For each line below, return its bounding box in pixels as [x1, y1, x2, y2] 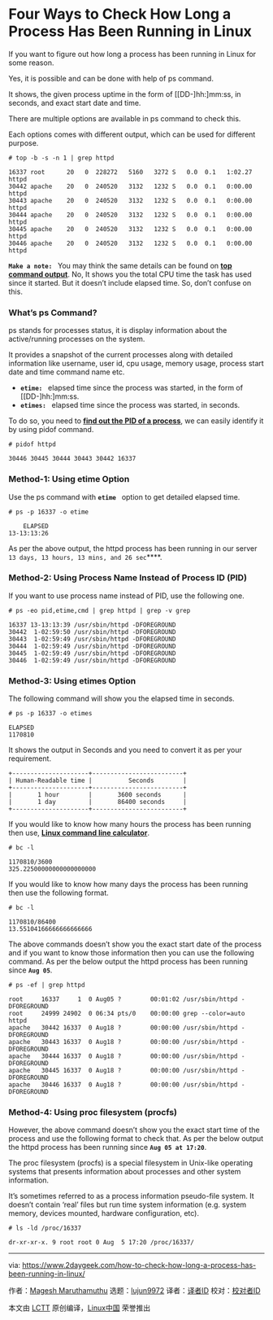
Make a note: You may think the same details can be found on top [8, 260, 232, 270]
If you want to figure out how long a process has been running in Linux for [8, 49, 257, 59]
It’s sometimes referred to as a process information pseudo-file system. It [8, 1191, 254, 1201]
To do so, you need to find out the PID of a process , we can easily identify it [8, 416, 264, 426]
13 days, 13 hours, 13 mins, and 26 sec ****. [8, 552, 162, 562]
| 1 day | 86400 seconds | [8, 798, 187, 806]
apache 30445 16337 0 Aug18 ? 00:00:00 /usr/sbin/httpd [8, 1067, 238, 1075]
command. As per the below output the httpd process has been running [8, 957, 249, 967]
